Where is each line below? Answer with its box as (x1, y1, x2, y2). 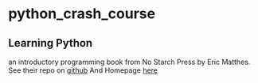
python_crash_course (8, 5, 156, 23)
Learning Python (8, 36, 93, 50)
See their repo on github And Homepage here (8, 66, 158, 75)
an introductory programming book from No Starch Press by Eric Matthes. (8, 57, 251, 66)
